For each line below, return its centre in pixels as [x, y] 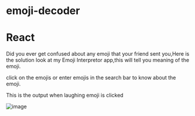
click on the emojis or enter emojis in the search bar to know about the [91, 78]
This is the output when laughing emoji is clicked [65, 95]
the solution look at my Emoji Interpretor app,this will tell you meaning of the [97, 60]
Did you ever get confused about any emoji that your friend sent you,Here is [98, 54]
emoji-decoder [43, 11]
